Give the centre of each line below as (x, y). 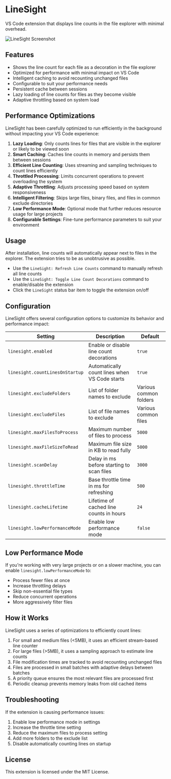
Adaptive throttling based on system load (56, 100)
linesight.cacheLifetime (38, 507)
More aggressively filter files (42, 602)
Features (20, 55)
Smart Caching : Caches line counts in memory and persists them (81, 154)
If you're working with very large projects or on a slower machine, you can (83, 565)
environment (26, 225)
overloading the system (37, 181)
